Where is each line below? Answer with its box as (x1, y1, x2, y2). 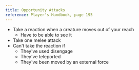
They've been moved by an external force (20, 59, 109, 65)
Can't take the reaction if (12, 42, 66, 49)
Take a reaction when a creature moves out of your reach (12, 26, 134, 32)
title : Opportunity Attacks (5, 7, 66, 13)
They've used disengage (20, 48, 73, 54)
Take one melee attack (12, 37, 61, 43)
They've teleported (20, 53, 61, 59)
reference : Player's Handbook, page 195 (5, 12, 93, 17)
